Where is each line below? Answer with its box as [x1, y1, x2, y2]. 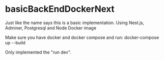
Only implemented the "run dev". [5, 49, 71, 55]
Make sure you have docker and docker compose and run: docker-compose [5, 34, 160, 40]
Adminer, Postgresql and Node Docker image [5, 25, 97, 30]
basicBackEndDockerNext [5, 3, 114, 15]
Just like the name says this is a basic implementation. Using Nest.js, [5, 20, 144, 26]
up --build [5, 39, 26, 45]
